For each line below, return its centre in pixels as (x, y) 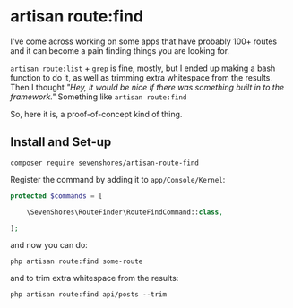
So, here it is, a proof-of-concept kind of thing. (96, 114)
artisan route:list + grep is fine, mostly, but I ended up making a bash (143, 68)
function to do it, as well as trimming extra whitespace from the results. (141, 77)
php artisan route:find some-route (77, 261)
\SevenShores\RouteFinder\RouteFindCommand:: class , (125, 212)
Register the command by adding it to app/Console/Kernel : (118, 179)
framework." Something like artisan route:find (99, 97)
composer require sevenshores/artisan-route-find (105, 163)
